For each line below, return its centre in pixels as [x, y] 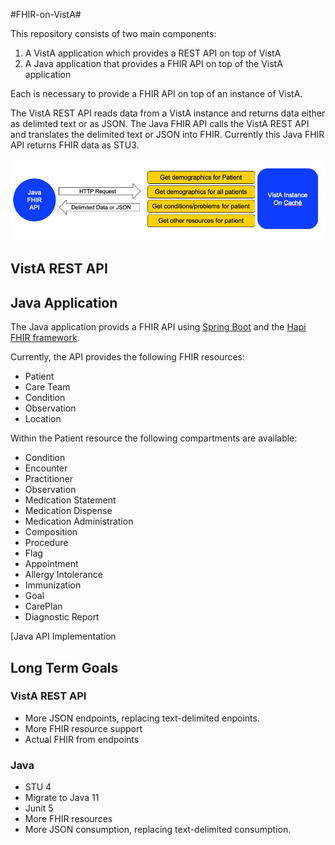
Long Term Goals [64, 667]
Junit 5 [39, 808]
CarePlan [43, 606]
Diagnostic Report [62, 617]
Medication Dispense [68, 511]
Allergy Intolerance [63, 575]
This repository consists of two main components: [113, 33]
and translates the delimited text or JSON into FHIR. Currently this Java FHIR [167, 134]
